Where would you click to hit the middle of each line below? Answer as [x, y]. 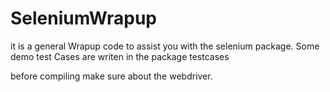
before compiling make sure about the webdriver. [111, 76]
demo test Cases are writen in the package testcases [120, 56]
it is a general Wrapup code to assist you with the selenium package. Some [165, 46]
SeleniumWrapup [83, 18]
